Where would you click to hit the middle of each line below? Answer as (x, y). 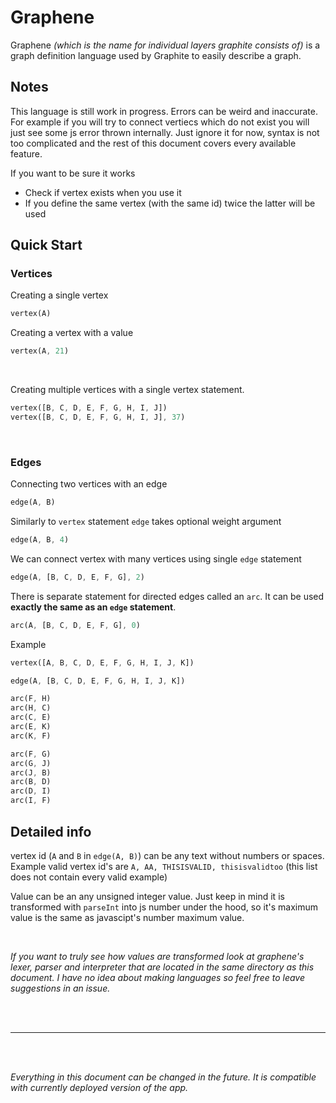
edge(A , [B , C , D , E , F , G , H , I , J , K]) (98, 681)
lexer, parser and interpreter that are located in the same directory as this (162, 967)
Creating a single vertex (59, 295)
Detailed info (51, 831)
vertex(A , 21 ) (40, 351)
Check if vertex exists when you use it (103, 192)
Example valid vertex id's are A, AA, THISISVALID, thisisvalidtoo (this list (164, 866)
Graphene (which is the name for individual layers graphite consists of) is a (165, 45)
